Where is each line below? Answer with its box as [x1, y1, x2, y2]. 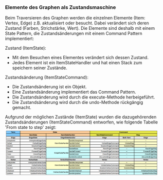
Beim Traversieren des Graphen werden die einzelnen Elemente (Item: [5, 15, 145, 21]
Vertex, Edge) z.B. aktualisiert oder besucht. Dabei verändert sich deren [5, 20, 149, 26]
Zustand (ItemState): [5, 45, 46, 51]
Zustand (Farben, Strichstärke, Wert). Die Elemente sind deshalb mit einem [5, 25, 155, 31]
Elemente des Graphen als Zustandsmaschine [5, 4, 116, 11]
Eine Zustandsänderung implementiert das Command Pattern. [12, 89, 136, 95]
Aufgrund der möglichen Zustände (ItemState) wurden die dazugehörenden [5, 114, 157, 120]
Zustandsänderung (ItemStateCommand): [5, 75, 89, 80]
